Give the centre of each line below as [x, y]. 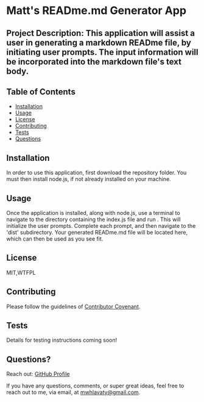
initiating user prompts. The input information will [102, 52]
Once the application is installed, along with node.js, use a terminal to [93, 213]
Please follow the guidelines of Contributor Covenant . [73, 306]
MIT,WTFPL [21, 272]
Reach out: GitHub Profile [38, 374]
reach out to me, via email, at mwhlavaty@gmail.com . [73, 392]
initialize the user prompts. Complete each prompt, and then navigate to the [101, 226]
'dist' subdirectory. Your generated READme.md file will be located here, [97, 233]
